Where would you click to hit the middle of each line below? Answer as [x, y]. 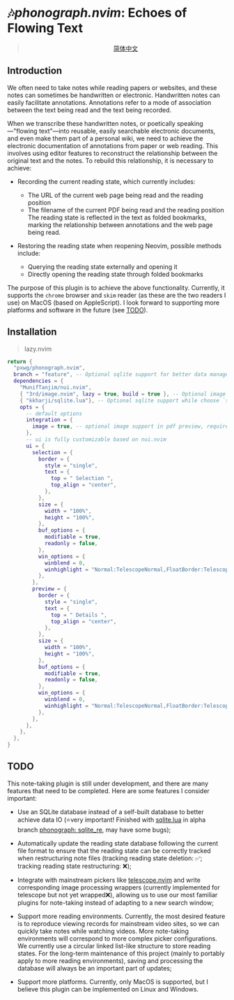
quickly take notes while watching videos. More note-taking [103, 931]
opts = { [32, 407]
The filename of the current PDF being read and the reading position [126, 210]
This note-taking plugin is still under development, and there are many [108, 783]
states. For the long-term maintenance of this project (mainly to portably [121, 953]
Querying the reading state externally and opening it [102, 266]
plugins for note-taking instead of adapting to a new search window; [115, 902]
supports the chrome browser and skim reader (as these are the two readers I [117, 295]
